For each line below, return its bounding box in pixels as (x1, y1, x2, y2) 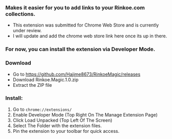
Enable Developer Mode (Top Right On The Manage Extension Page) (12, 111, 158, 118)
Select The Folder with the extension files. (12, 122, 102, 129)
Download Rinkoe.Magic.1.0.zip (12, 76, 79, 83)
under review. (12, 28, 42, 34)
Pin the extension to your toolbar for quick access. (12, 128, 120, 134)
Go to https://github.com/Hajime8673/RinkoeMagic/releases (12, 71, 141, 77)
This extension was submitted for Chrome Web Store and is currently (12, 22, 159, 28)
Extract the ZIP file (12, 82, 52, 88)
